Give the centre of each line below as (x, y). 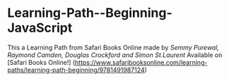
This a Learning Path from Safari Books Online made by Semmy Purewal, (113, 47)
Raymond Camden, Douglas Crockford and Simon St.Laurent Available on (115, 55)
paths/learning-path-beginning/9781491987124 (76, 70)
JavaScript (40, 28)
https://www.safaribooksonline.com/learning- (141, 62)
